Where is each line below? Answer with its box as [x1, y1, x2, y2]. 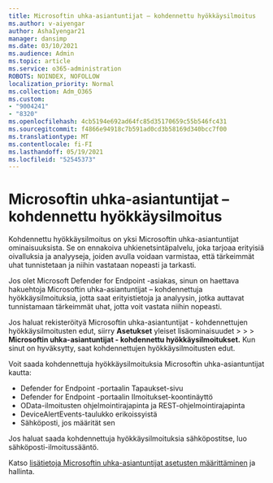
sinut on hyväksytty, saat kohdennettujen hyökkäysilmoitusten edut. [8, 343, 236, 353]
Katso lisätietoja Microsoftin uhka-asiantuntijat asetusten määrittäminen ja [8, 458, 256, 468]
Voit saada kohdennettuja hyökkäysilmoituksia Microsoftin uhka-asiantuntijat [8, 359, 265, 369]
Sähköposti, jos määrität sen [19, 418, 115, 428]
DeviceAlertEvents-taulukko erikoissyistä [19, 409, 158, 419]
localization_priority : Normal [8, 80, 115, 88]
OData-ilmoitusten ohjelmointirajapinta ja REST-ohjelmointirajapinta [19, 401, 245, 411]
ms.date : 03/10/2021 [8, 42, 79, 50]
